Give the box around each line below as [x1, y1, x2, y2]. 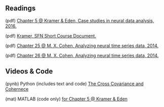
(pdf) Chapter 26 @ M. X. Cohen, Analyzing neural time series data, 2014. [5, 52, 159, 58]
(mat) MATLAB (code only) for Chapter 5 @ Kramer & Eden [5, 96, 128, 102]
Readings [5, 4, 36, 13]
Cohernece [5, 86, 29, 92]
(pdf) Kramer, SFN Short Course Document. [5, 32, 96, 39]
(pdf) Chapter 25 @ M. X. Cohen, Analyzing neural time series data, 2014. [5, 43, 158, 49]
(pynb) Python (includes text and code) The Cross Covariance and [5, 81, 144, 87]
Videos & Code [5, 67, 53, 76]
